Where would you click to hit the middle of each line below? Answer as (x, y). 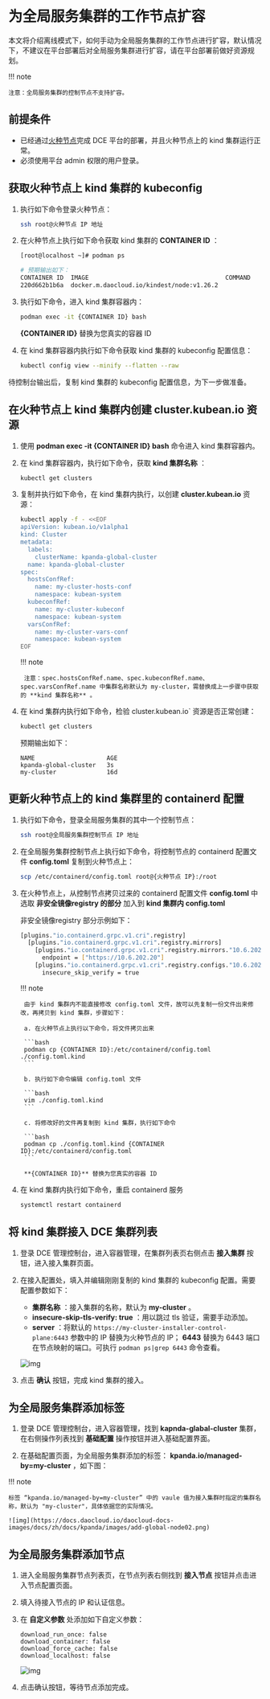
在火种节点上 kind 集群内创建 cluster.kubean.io (127, 410)
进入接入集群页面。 (66, 1262)
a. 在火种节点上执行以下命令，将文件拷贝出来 (89, 1028)
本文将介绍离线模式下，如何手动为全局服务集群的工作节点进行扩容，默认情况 (135, 40)
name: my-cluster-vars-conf (82, 632)
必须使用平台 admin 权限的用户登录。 (82, 160)
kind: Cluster (43, 535)
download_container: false (65, 1642)
